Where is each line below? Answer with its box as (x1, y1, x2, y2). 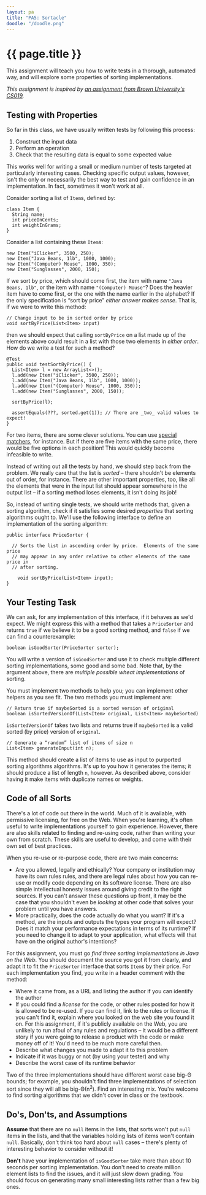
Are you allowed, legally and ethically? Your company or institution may (15, 866, 196, 873)
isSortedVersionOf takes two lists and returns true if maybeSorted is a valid (6, 721, 193, 729)
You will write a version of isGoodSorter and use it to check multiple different (6, 655, 200, 663)
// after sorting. (12, 564, 59, 571)
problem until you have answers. (15, 905, 98, 912)
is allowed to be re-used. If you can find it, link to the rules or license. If (15, 1007, 195, 1014)
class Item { (6, 206, 40, 212)
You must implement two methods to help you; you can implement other (6, 686, 189, 694)
